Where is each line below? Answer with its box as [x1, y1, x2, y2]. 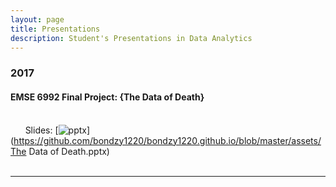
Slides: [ [24, 124, 59, 136]
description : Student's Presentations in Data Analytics [10, 33, 253, 43]
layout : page [10, 14, 65, 25]
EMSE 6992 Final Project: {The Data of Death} [10, 91, 205, 103]
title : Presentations [10, 24, 101, 34]
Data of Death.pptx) [28, 145, 110, 157]
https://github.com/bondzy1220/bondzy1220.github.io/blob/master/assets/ [13, 134, 322, 146]
